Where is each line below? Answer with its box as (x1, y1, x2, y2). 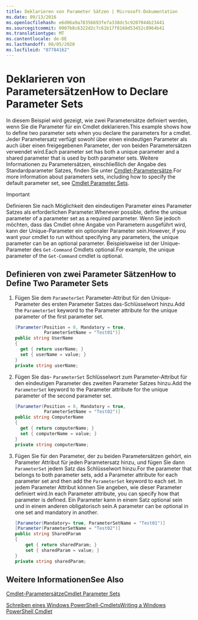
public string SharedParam (14, 531, 81, 537)
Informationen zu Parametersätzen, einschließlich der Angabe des (6, 160, 167, 168)
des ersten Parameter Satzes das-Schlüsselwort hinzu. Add (41, 300, 185, 307)
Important (6, 191, 30, 198)
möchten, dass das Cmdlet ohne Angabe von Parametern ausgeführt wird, (6, 221, 187, 228)
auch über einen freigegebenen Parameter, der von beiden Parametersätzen (6, 142, 192, 149)
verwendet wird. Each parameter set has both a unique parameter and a (6, 148, 180, 155)
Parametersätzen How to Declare (6, 85, 169, 98)
